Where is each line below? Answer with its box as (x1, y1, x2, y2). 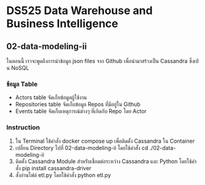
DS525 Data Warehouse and (6, 4, 153, 18)
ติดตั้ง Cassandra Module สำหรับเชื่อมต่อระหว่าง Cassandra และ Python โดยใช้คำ (15, 157, 197, 165)
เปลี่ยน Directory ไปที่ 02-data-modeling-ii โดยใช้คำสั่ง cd (15, 144, 149, 151)
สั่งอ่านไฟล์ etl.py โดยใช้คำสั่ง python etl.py (15, 171, 111, 178)
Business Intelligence (6, 17, 118, 31)
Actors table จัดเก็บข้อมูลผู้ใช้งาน (15, 94, 87, 101)
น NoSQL (6, 64, 29, 71)
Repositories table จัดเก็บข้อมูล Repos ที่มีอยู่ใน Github (15, 100, 141, 108)
